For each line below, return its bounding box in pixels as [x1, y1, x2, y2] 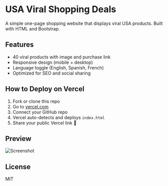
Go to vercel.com [12, 103, 49, 109]
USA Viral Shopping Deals [5, 4, 116, 15]
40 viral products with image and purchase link [12, 54, 111, 60]
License [5, 162, 31, 171]
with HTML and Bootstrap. [5, 25, 60, 31]
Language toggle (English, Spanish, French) [12, 64, 104, 70]
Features [5, 41, 34, 49]
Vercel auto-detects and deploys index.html [12, 114, 105, 120]
